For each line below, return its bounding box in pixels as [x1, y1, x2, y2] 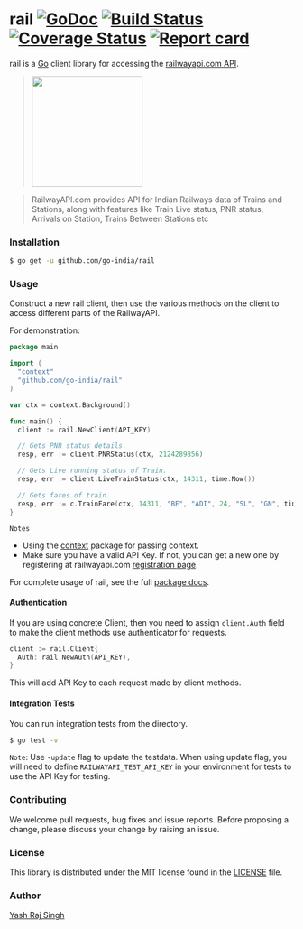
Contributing [9, 794, 67, 806]
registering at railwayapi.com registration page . [22, 559, 198, 570]
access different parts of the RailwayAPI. [9, 308, 161, 319]
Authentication [9, 597, 68, 608]
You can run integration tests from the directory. [9, 718, 188, 729]
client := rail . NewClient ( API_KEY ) [17, 425, 151, 434]
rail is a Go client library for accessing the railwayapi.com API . [9, 58, 239, 69]
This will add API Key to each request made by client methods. [9, 677, 242, 688]
